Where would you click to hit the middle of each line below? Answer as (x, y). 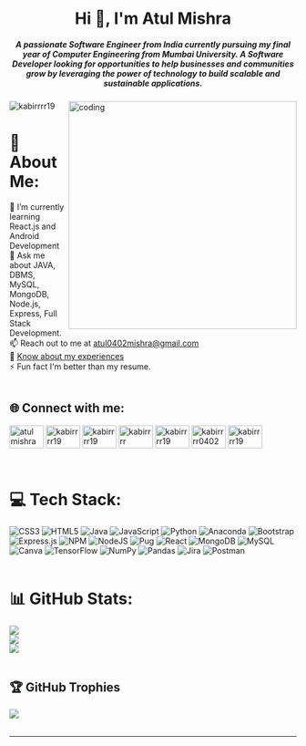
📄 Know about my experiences (67, 357)
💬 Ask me (27, 255)
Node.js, (25, 304)
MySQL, (25, 285)
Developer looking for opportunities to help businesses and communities (153, 64)
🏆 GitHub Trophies (65, 688)
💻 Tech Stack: (66, 500)
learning (25, 217)
